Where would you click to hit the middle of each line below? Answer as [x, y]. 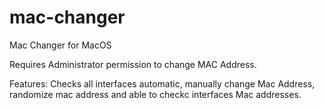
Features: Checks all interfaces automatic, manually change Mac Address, [162, 83]
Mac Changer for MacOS [60, 45]
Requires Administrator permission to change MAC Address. [133, 64]
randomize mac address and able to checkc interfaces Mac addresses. [155, 94]
